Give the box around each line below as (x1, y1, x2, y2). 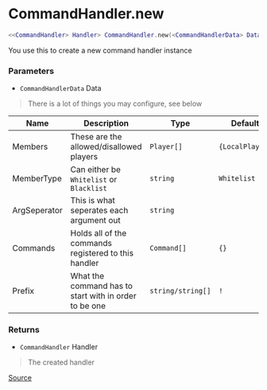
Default (230, 118, 260, 129)
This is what (70, 195, 115, 206)
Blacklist (70, 184, 107, 193)
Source (8, 373, 32, 383)
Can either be (70, 164, 122, 175)
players (70, 151, 98, 162)
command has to (70, 280, 133, 291)
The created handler (27, 357, 95, 367)
